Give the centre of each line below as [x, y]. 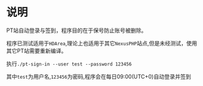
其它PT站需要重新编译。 [37, 51]
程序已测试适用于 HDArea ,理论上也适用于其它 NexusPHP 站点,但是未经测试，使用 [102, 43]
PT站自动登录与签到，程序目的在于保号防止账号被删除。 [77, 30]
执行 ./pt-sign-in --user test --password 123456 [69, 64]
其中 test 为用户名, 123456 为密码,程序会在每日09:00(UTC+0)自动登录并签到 [99, 76]
